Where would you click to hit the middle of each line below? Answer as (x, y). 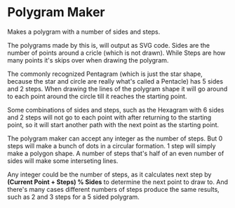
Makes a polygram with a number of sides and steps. (84, 32)
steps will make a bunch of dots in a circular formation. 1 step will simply (112, 145)
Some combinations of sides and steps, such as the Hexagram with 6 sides (116, 110)
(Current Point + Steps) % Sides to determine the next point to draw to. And (117, 182)
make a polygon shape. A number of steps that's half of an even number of (116, 153)
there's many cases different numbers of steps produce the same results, (113, 189)
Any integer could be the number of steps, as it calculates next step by (109, 174)
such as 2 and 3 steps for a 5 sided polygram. (74, 197)
